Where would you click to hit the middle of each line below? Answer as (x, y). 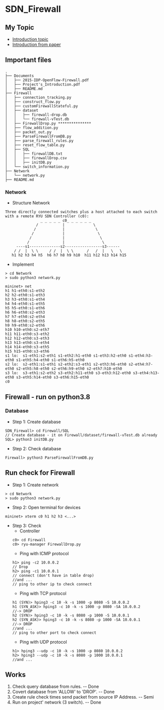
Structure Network (31, 203)
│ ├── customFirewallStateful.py (42, 106)
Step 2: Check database (37, 448)
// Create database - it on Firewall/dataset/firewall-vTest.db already (81, 435)
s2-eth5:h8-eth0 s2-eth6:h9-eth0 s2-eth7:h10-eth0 (69, 369)
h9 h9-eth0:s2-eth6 (25, 326)
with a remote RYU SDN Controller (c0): (47, 216)
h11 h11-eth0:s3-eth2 (27, 334)
